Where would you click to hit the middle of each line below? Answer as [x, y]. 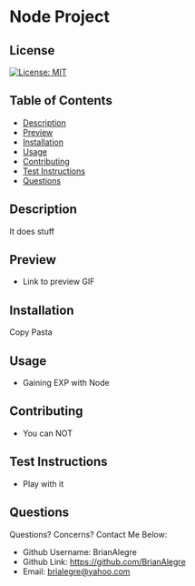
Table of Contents [61, 101]
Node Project [60, 17]
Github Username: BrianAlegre [80, 551]
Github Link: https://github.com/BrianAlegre [104, 561]
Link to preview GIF [58, 282]
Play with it [43, 483]
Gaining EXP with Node [66, 383]
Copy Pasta [31, 332]
